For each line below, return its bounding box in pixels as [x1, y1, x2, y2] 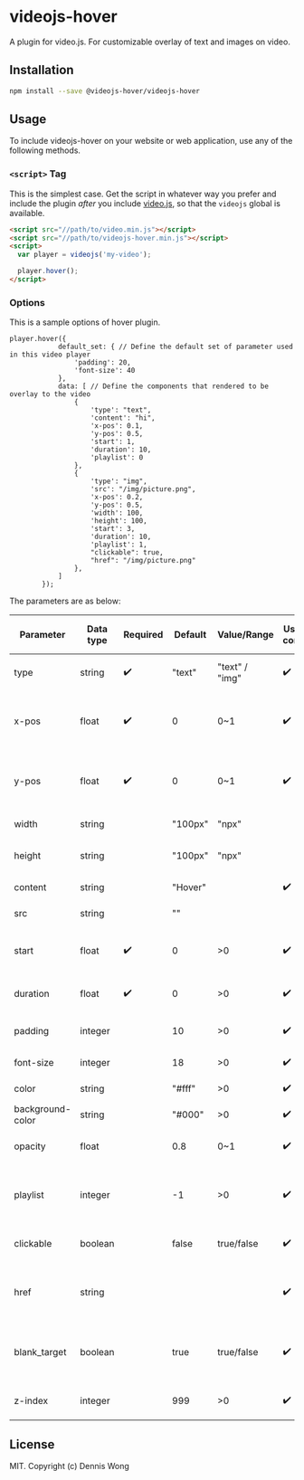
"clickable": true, [90, 548, 165, 557]
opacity [14, 1140, 47, 1153]
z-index [14, 1395, 49, 1408]
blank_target [14, 1346, 67, 1359]
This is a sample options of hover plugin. [9, 317, 161, 327]
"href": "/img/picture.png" [90, 556, 196, 565]
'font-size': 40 [73, 366, 136, 375]
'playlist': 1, [90, 540, 147, 549]
